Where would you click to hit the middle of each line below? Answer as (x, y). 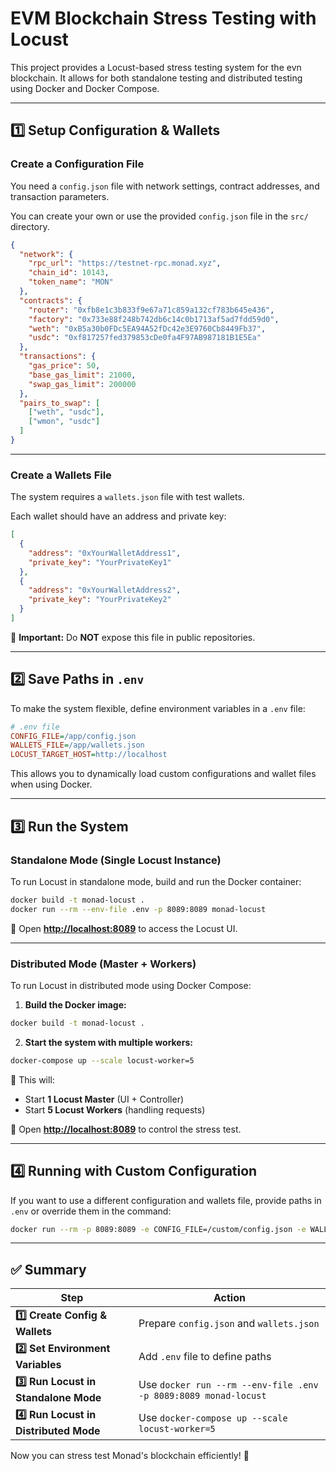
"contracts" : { (51, 300)
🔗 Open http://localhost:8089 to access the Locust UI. (124, 928)
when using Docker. (51, 784)
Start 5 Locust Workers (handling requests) (115, 1109)
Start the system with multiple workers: (108, 1042)
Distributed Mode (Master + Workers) (103, 964)
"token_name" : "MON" (71, 282)
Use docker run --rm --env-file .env (228, 1384)
